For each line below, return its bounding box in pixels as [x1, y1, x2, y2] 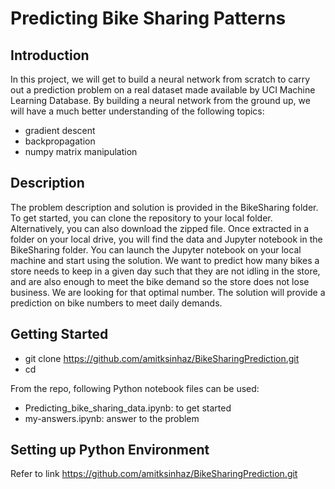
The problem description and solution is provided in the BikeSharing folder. [10, 201, 319, 213]
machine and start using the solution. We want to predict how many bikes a [10, 254, 320, 266]
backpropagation [24, 135, 96, 147]
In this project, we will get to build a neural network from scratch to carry [10, 73, 311, 85]
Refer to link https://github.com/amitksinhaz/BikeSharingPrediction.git [10, 468, 298, 480]
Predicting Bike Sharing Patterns [10, 7, 287, 30]
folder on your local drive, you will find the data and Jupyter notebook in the [10, 233, 323, 245]
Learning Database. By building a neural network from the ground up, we [10, 95, 311, 106]
